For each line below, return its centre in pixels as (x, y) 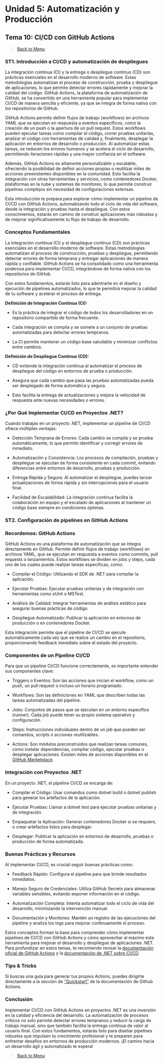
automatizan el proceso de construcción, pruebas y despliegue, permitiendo (82, 253)
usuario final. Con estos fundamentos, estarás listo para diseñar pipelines (79, 1030)
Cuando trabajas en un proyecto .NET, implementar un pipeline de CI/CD (78, 423)
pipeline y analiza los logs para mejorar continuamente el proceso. (79, 923)
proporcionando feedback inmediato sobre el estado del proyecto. (72, 643)
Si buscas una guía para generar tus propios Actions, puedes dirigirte (75, 976)
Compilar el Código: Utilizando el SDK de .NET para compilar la (75, 574)
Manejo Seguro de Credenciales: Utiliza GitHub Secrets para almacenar (84, 889)
